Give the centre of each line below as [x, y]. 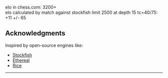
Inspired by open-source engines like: [44, 45]
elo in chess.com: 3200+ [31, 7]
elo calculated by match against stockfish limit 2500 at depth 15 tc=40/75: [81, 12]
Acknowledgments [35, 34]
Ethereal [21, 60]
